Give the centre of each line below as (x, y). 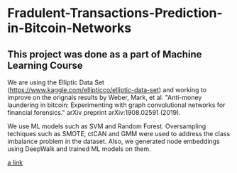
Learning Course (45, 65)
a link (15, 162)
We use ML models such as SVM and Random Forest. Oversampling (107, 126)
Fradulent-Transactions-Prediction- (115, 13)
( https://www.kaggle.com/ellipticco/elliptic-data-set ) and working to (107, 90)
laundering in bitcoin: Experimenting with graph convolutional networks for (116, 105)
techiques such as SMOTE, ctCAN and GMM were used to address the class (119, 134)
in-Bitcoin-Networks (70, 28)
